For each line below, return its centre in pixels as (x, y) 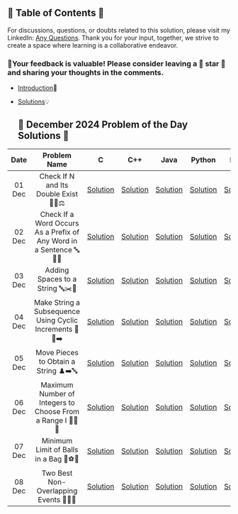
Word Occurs (57, 223)
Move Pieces (57, 352)
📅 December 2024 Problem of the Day (103, 124)
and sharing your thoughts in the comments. (86, 72)
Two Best (57, 473)
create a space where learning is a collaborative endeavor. (93, 45)
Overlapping (57, 491)
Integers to (57, 403)
